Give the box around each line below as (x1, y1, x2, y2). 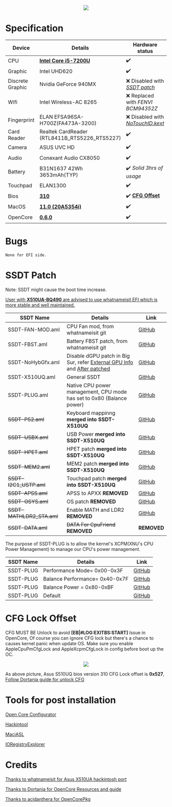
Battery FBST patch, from (66, 337, 128, 344)
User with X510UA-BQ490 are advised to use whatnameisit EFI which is (5, 296, 158, 302)
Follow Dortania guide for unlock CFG (5, 676, 84, 682)
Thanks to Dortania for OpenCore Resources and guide (5, 786, 122, 792)
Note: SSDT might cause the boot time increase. (5, 286, 107, 293)
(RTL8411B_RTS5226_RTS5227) (39, 134, 121, 141)
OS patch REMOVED (66, 498, 116, 505)
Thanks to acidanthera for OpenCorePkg (5, 796, 91, 802)
